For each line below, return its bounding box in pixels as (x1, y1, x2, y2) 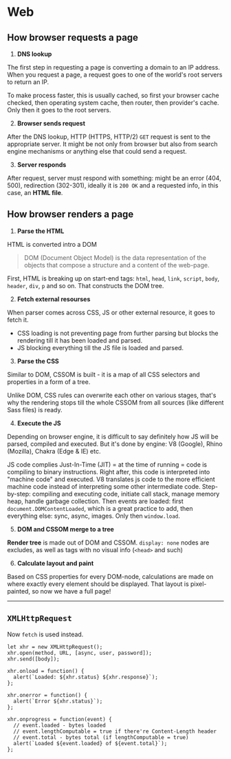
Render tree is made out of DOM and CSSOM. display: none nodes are (7, 538, 210, 547)
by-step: (7, 489, 31, 498)
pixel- (190, 580, 207, 588)
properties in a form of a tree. (7, 377, 91, 386)
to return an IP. (7, 78, 49, 86)
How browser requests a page (7, 32, 139, 43)
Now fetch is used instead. (7, 630, 84, 638)
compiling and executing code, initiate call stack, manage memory (32, 489, 220, 498)
